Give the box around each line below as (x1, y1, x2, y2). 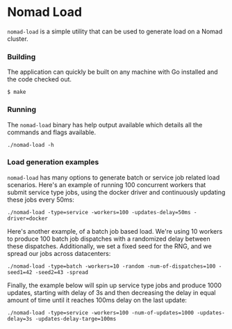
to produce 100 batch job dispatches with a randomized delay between (7, 234, 210, 243)
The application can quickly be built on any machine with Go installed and (7, 67, 218, 77)
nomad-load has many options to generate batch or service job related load (7, 173, 220, 182)
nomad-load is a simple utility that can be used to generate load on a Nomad (7, 27, 223, 35)
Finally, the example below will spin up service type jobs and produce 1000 (7, 281, 222, 289)
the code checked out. (7, 75, 72, 83)
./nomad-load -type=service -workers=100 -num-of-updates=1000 (7, 309, 194, 316)
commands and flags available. (7, 128, 97, 136)
